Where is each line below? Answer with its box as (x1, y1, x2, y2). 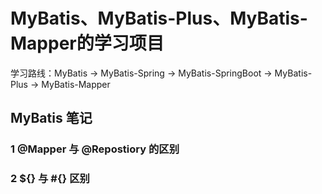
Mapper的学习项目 (10, 32, 165, 55)
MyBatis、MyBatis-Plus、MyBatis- (10, 7, 308, 30)
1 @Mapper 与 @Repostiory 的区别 (10, 142, 180, 156)
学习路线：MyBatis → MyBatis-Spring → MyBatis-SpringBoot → (10, 67, 273, 79)
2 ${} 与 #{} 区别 (10, 172, 90, 186)
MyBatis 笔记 (10, 110, 93, 127)
